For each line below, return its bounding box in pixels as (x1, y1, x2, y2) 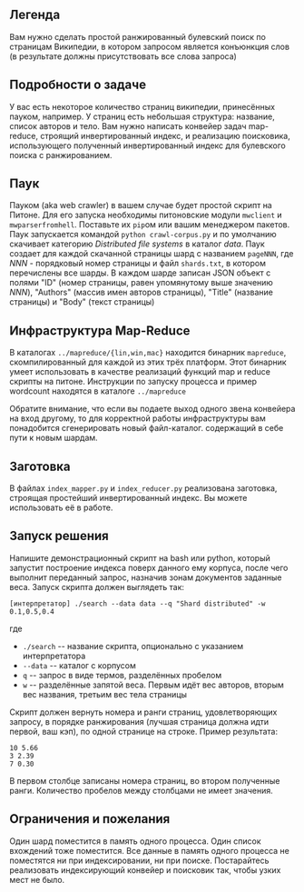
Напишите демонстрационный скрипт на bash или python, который (9, 552, 270, 563)
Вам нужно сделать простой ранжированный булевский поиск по (9, 31, 266, 42)
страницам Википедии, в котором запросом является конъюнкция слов (9, 41, 290, 52)
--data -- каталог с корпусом (22, 659, 136, 671)
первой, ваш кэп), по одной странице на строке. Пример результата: (9, 726, 279, 737)
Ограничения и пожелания (9, 811, 171, 827)
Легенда (9, 7, 61, 23)
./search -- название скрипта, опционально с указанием (22, 640, 243, 651)
